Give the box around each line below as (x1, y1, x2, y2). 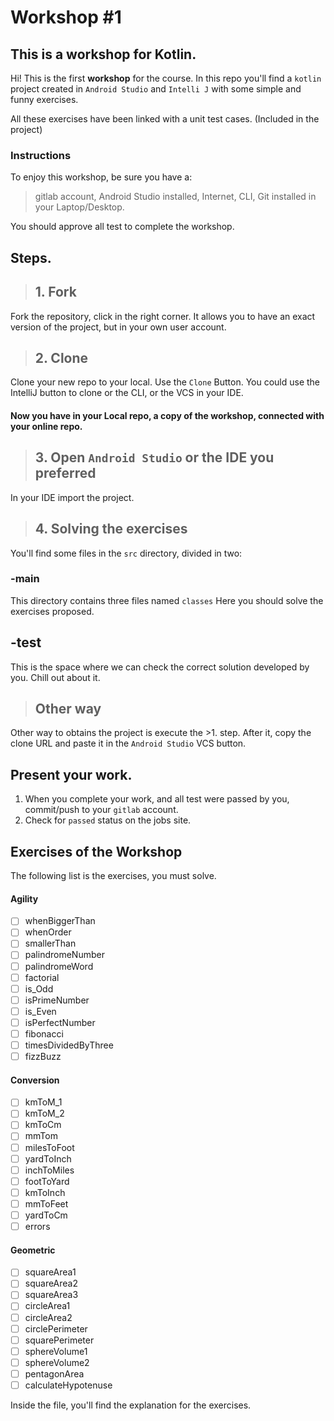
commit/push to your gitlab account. (24, 804, 179, 816)
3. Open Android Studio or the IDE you (34, 449, 275, 466)
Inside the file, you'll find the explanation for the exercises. (10, 1399, 252, 1411)
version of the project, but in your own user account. (10, 321, 227, 333)
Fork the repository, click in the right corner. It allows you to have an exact (10, 310, 316, 322)
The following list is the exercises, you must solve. (10, 870, 217, 882)
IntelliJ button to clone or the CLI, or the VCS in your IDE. (10, 387, 244, 399)
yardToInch (24, 1152, 72, 1165)
